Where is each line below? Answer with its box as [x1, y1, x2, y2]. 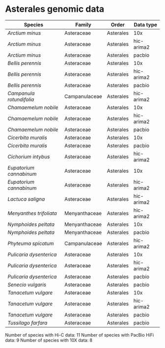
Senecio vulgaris [7, 281, 47, 288]
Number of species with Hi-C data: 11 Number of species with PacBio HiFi [5, 332, 154, 338]
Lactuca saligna [7, 195, 45, 202]
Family [75, 21, 92, 28]
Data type [134, 21, 158, 28]
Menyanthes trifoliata [7, 210, 57, 217]
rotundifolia [7, 96, 34, 103]
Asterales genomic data [5, 3, 105, 15]
